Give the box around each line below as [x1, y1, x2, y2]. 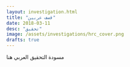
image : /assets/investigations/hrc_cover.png [6, 31, 124, 37]
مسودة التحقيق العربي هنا [6, 54, 65, 60]
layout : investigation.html [6, 8, 78, 15]
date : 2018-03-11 [6, 20, 51, 26]
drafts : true [6, 37, 40, 43]
